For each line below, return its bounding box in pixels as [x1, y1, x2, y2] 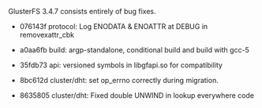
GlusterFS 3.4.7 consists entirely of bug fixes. [8, 7, 156, 16]
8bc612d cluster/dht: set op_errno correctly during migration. [19, 76, 219, 85]
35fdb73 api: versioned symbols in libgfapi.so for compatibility [19, 60, 223, 70]
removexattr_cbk [19, 31, 75, 39]
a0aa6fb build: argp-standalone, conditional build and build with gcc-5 [19, 45, 250, 54]
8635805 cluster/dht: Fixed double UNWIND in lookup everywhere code [19, 91, 255, 100]
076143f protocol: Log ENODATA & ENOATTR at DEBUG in [19, 22, 208, 31]
